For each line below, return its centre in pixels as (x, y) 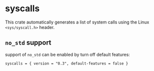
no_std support (28, 43)
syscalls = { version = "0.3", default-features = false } (67, 63)
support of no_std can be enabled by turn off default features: (67, 54)
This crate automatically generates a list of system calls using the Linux (77, 22)
